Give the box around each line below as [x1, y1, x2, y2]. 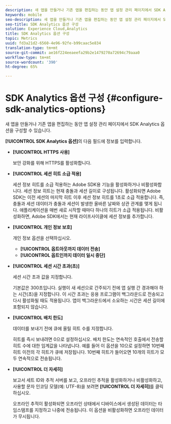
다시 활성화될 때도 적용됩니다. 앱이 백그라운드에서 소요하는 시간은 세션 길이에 [12, 298, 165, 304]
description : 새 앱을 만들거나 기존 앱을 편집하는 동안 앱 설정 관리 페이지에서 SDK [5, 7, 161, 13]
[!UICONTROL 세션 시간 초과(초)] [12, 263, 80, 269]
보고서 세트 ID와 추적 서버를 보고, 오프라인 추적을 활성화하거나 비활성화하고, [12, 377, 163, 383]
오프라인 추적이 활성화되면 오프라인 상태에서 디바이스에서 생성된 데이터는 [12, 401, 157, 407]
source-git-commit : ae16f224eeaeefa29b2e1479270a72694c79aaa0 [5, 50, 140, 55]
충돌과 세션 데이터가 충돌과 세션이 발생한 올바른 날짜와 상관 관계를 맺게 [12, 201, 153, 207]
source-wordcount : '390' [5, 60, 58, 65]
